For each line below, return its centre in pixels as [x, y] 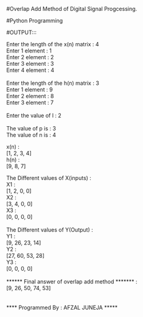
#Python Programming [35, 20]
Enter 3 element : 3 [30, 64]
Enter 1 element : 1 [29, 51]
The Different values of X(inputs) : [49, 178]
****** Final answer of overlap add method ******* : [72, 282]
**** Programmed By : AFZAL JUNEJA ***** [62, 308]
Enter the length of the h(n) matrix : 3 [53, 83]
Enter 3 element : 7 [30, 102]
